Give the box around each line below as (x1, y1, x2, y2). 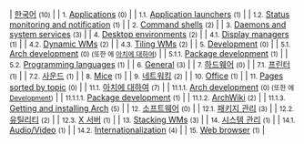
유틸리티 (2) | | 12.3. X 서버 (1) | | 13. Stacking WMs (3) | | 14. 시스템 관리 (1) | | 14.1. (9, 114, 296, 125)
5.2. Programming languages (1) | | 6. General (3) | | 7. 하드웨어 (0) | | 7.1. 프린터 (9, 59, 291, 69)
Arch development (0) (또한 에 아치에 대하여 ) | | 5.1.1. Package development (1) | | (9, 48, 289, 58)
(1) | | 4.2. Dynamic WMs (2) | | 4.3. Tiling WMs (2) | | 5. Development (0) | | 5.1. (9, 38, 291, 49)
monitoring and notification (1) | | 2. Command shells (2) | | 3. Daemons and (9, 19, 287, 30)
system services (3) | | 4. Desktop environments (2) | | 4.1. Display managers (9, 29, 289, 39)
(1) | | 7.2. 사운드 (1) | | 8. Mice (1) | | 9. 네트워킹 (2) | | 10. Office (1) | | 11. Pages (9, 70, 284, 81)
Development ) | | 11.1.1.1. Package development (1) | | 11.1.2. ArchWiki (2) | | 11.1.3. (9, 92, 286, 103)
